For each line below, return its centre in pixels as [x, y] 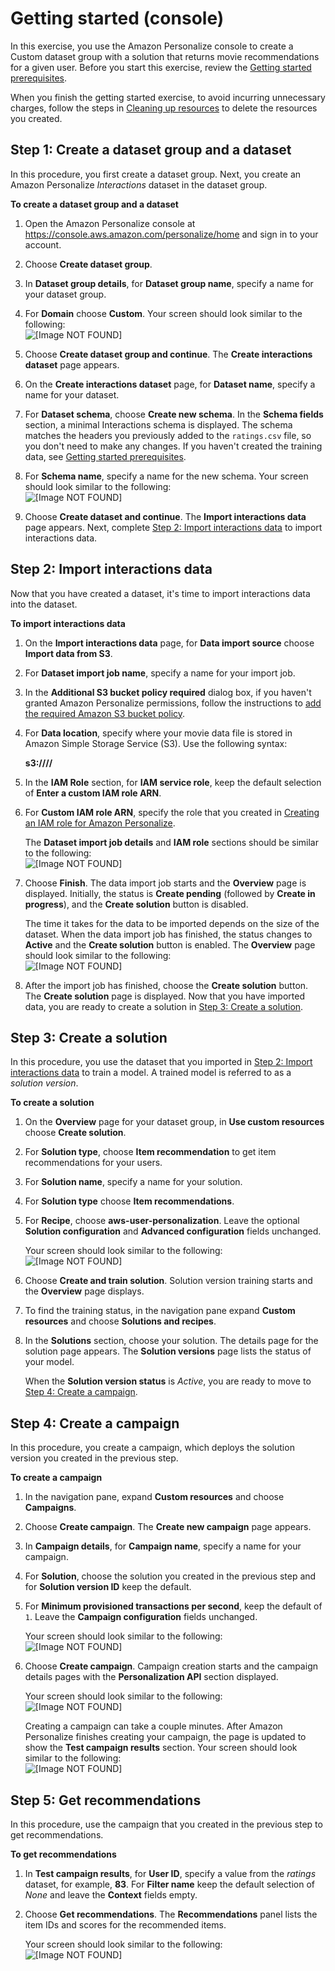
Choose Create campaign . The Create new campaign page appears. [168, 1527]
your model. [49, 1362]
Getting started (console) [117, 18]
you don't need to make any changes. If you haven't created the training [173, 446]
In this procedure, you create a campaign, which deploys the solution [152, 1448]
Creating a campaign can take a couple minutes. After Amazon [153, 1726]
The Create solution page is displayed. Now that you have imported [164, 996]
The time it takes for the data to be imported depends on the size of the [172, 923]
